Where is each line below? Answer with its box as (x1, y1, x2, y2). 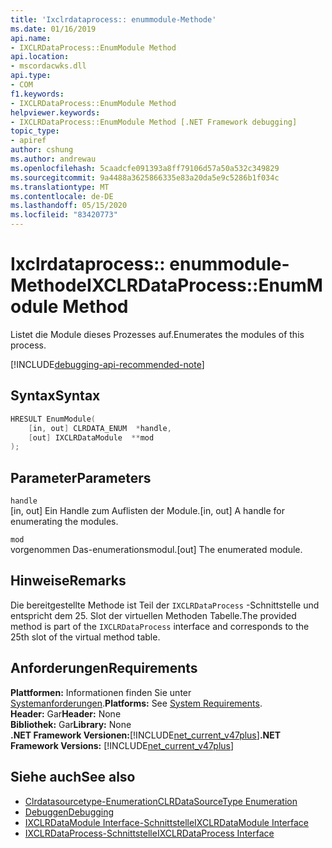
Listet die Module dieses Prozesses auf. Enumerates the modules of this (10, 328, 305, 340)
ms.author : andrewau (10, 154, 97, 164)
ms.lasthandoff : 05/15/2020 (10, 201, 128, 211)
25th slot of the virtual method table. (10, 631, 161, 643)
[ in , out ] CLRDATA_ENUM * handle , (28, 423, 172, 433)
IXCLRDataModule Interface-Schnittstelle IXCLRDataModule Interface (24, 816, 310, 828)
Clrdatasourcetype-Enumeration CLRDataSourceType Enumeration (24, 795, 298, 807)
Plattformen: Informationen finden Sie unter (10, 686, 192, 698)
